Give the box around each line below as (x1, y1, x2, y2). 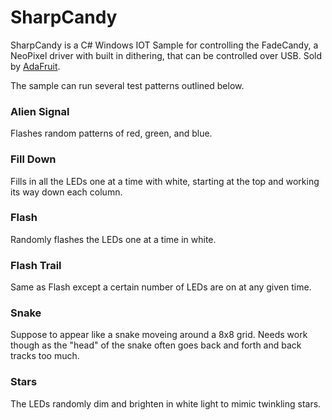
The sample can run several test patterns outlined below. (10, 79, 245, 91)
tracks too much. (10, 350, 80, 362)
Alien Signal (10, 104, 70, 118)
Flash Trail (10, 258, 62, 272)
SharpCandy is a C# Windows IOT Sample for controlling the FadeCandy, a (10, 39, 319, 51)
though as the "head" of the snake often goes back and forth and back (10, 339, 302, 351)
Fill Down (10, 152, 57, 166)
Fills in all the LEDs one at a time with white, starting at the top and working (10, 175, 320, 187)
